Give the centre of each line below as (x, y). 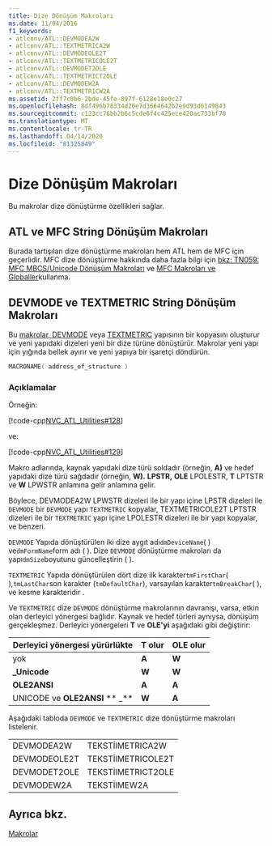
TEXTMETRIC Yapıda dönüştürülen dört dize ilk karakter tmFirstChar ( (119, 575)
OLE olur (189, 645)
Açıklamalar (32, 387)
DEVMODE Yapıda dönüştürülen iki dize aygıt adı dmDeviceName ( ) (110, 542)
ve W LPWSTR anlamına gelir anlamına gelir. (82, 485)
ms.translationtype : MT (49, 121)
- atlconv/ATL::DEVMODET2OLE (57, 69)
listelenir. (23, 727)
